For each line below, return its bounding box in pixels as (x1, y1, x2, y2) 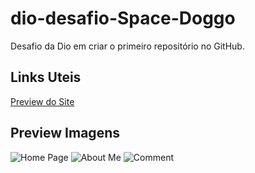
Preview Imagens (10, 125, 120, 142)
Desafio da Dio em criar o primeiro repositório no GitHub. (10, 40, 245, 52)
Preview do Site (10, 95, 75, 107)
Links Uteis (10, 69, 82, 86)
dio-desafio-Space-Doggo (10, 7, 236, 30)
